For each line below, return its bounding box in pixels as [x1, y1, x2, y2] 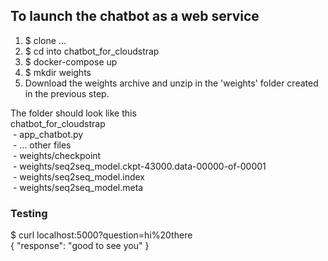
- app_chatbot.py [12, 128, 84, 140]
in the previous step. [24, 87, 110, 99]
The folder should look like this [10, 107, 137, 119]
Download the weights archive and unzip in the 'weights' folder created [24, 77, 319, 89]
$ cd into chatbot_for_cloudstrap [24, 45, 160, 57]
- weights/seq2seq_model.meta [12, 181, 144, 193]
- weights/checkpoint [12, 149, 102, 161]
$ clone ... [24, 34, 67, 46]
